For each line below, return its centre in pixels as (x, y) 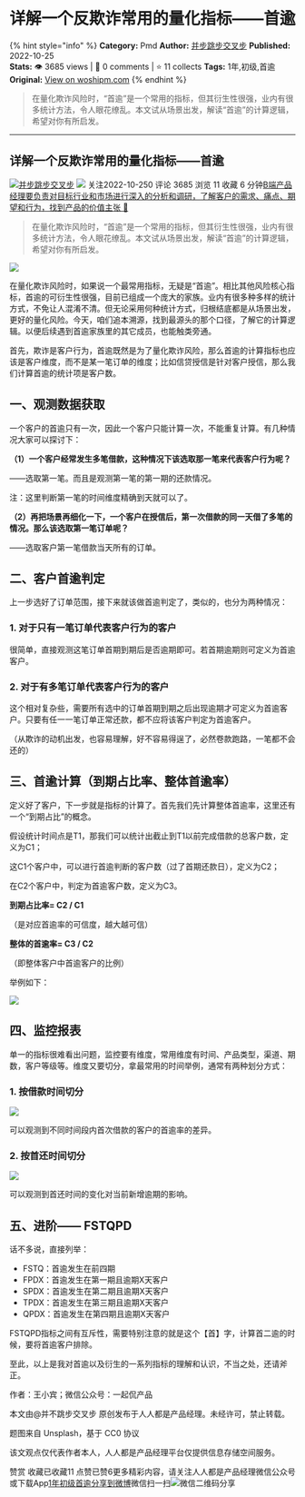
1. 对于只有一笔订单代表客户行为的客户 (93, 628)
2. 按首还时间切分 (48, 1155)
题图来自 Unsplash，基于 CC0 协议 (74, 1433)
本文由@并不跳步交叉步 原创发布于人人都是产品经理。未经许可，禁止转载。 (150, 1414)
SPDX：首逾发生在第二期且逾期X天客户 (96, 1291)
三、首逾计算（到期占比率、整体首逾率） (123, 782)
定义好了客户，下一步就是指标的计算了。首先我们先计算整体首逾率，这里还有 (152, 805)
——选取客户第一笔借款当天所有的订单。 (85, 547)
